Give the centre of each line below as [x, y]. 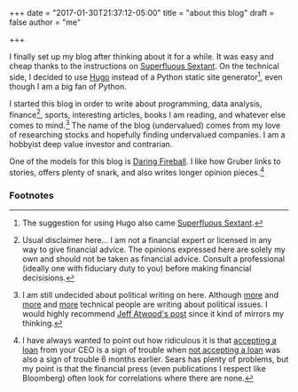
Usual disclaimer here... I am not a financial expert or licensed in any [147, 239]
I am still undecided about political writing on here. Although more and [150, 294]
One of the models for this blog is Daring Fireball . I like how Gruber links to [145, 161]
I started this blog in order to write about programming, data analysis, [136, 103]
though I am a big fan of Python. [68, 86]
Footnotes [32, 195]
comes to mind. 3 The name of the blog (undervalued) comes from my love [145, 125]
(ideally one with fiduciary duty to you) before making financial [137, 268]
